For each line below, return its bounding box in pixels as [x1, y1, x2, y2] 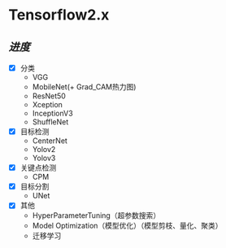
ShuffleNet [32, 117, 69, 127]
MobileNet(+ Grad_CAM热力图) [32, 82, 137, 92]
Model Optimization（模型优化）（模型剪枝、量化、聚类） [32, 221, 223, 231]
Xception [32, 100, 63, 110]
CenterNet [32, 136, 67, 146]
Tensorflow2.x [8, 6, 110, 24]
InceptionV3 [32, 108, 73, 119]
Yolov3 [32, 153, 56, 163]
